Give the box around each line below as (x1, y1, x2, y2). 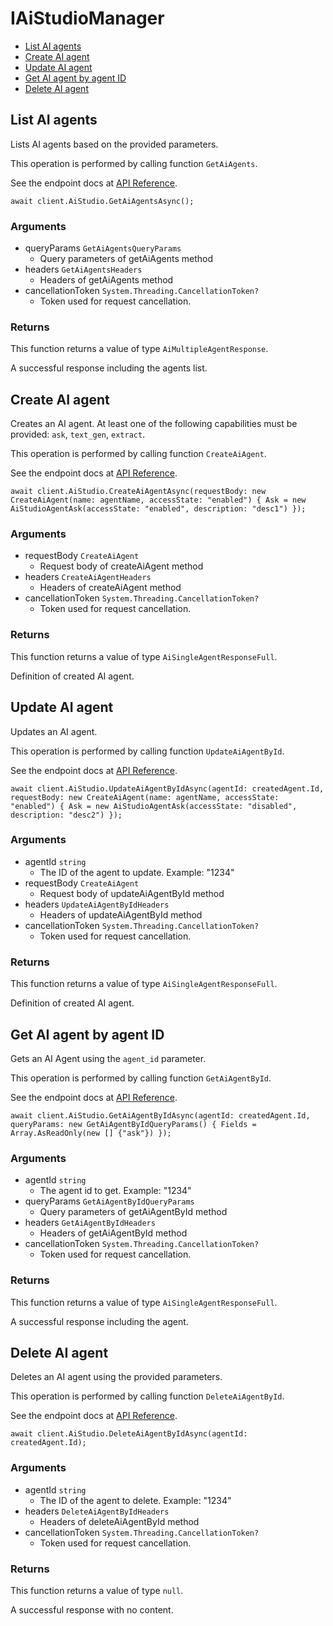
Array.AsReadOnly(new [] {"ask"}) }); (10, 1128, 172, 1138)
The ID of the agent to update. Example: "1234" (39, 866, 235, 878)
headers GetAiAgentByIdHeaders (24, 1217, 156, 1229)
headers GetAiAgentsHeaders (24, 263, 143, 276)
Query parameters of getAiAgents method (39, 253, 214, 265)
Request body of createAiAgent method (39, 560, 204, 572)
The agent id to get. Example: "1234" (39, 1185, 192, 1197)
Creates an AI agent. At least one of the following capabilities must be (10, 418, 298, 430)
